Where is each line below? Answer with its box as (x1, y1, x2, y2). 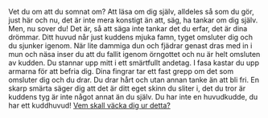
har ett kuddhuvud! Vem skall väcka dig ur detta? (8, 100, 171, 110)
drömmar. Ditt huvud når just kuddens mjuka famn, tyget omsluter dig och (8, 32, 254, 42)
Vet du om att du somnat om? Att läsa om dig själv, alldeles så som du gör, (8, 7, 255, 16)
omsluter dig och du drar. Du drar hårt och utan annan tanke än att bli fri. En (8, 75, 260, 84)
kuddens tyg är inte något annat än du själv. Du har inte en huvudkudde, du (8, 92, 258, 101)
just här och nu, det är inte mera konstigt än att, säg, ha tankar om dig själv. (8, 15, 258, 25)
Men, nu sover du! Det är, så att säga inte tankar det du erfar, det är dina (8, 24, 248, 33)
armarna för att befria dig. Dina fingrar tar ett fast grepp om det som (8, 67, 234, 75)
